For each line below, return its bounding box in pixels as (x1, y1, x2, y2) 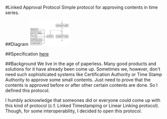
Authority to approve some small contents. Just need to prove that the (5, 77, 151, 83)
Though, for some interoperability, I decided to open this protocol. (5, 108, 142, 114)
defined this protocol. (5, 88, 50, 94)
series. (5, 10, 19, 16)
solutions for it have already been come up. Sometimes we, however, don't (5, 66, 160, 72)
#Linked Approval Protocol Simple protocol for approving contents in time (5, 5, 158, 10)
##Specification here (5, 51, 49, 57)
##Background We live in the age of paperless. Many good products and (5, 61, 156, 67)
